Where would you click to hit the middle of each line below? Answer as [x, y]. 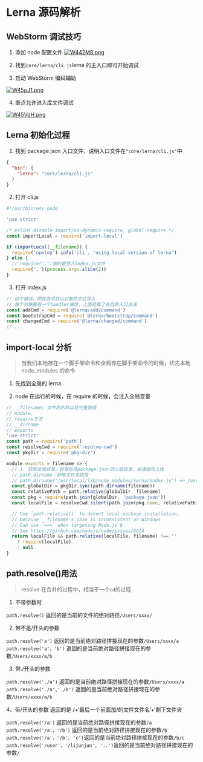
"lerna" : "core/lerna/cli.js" [55, 174]
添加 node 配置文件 [39, 52]
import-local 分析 [39, 347]
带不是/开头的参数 [37, 628]
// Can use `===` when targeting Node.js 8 [67, 525]
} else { [17, 258]
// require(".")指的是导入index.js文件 [59, 264]
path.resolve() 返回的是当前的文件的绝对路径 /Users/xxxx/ [79, 615]
